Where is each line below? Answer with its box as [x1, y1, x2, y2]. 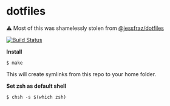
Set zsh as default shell [6, 82, 67, 90]
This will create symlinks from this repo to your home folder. [6, 70, 157, 77]
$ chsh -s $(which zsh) [6, 94, 67, 100]
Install [6, 48, 22, 55]
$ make [6, 60, 23, 66]
